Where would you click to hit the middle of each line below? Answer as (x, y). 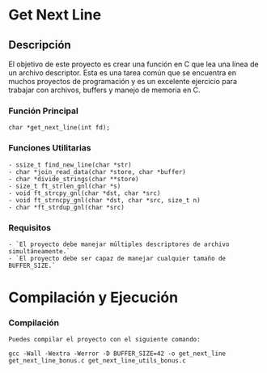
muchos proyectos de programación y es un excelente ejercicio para (123, 81)
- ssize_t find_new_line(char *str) (70, 165)
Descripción (40, 45)
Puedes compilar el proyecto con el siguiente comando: (104, 340)
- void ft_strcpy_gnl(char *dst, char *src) (85, 193)
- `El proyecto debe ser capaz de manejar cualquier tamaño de (117, 258)
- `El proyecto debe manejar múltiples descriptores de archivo (119, 244)
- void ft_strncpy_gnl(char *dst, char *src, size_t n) (104, 200)
